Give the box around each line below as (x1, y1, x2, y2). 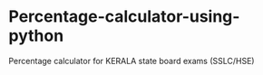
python (8, 25, 64, 46)
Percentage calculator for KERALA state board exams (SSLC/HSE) (8, 55, 255, 66)
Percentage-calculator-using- (8, 6, 240, 27)
